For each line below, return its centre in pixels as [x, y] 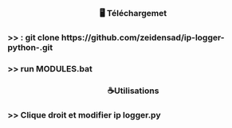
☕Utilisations [133, 91]
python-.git [30, 47]
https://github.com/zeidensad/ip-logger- [143, 37]
